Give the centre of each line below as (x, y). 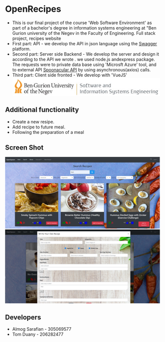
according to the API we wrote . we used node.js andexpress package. (83, 59)
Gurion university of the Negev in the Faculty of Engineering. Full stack (84, 33)
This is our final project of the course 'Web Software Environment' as (82, 23)
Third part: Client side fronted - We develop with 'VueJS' (70, 75)
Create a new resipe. (33, 122)
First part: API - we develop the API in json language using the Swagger (84, 43)
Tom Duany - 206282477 (38, 334)
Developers (23, 317)
